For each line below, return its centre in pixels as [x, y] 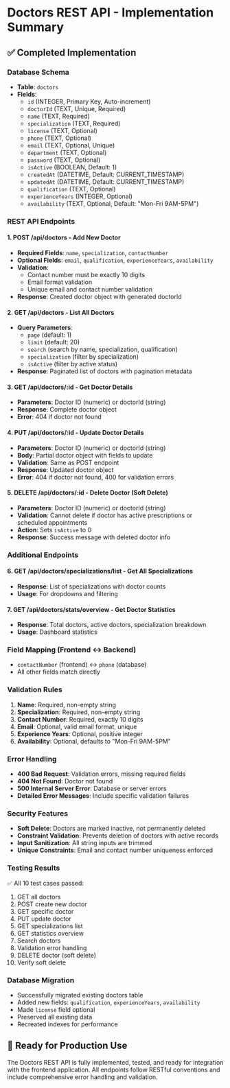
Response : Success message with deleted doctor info [94, 537]
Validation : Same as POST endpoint [68, 462]
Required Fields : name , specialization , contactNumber [93, 253]
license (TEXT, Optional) [62, 130]
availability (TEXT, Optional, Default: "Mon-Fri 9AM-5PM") [113, 203]
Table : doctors [38, 86]
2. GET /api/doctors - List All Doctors [61, 312]
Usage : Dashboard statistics [57, 632]
